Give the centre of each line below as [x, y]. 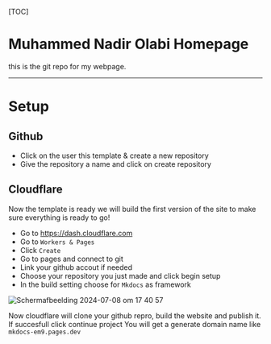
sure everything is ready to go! [59, 218]
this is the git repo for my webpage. [67, 66]
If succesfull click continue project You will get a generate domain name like [135, 324]
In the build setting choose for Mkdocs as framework [106, 284]
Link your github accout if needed [76, 267]
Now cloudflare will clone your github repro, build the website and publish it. [135, 315]
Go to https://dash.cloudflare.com [76, 233]
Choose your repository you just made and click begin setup [120, 276]
